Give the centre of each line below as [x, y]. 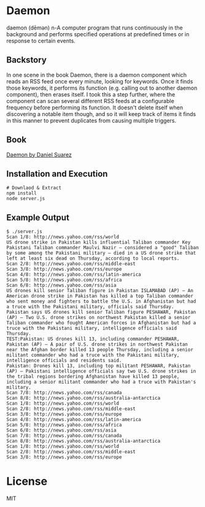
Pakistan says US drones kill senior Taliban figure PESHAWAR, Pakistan [101, 312]
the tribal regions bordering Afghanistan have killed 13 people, [93, 377]
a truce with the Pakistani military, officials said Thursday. [90, 307]
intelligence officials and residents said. [64, 361]
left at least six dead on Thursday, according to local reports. [93, 258]
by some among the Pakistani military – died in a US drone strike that [101, 253]
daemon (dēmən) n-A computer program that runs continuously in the [95, 28]
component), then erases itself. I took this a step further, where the [91, 94]
